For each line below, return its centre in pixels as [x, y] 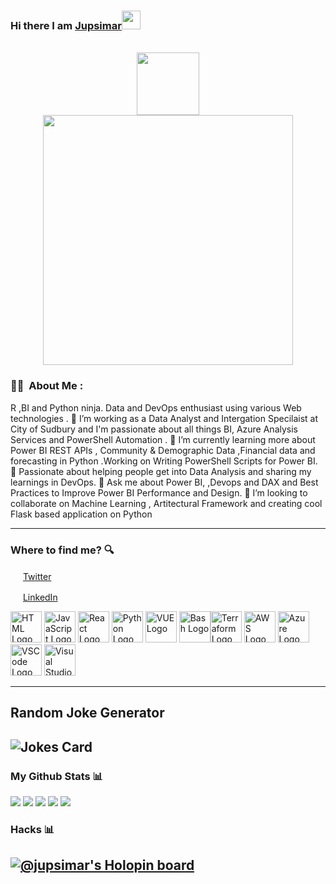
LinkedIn [40, 597]
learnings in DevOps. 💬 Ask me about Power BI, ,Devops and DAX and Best [164, 482]
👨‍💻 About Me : [47, 386]
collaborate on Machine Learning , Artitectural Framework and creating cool [166, 503]
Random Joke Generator [87, 713]
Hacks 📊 [32, 829]
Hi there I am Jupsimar [66, 25]
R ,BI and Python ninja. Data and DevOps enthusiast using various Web [156, 407]
